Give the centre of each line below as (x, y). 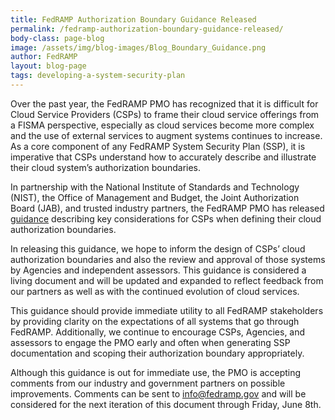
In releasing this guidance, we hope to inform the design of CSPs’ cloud (158, 248)
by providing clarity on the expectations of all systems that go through (155, 321)
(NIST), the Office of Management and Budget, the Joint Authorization (155, 197)
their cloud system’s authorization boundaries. (106, 167)
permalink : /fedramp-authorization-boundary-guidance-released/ (147, 29)
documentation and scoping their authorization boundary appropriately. (157, 353)
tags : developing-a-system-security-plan (98, 76)
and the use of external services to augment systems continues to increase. (166, 135)
